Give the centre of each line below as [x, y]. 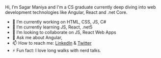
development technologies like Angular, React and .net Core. [66, 12]
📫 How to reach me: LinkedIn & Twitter [52, 43]
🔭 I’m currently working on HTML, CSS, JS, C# [59, 22]
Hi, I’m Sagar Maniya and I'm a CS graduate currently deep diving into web [80, 7]
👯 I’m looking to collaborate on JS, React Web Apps [64, 32]
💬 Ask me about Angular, [37, 37]
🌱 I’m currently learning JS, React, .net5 [52, 27]
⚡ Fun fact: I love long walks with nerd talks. [57, 50]
